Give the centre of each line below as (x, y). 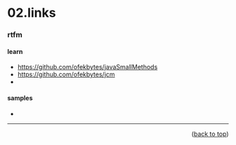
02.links (32, 13)
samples (20, 98)
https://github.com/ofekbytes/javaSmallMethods (87, 67)
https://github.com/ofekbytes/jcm (66, 74)
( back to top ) (210, 134)
